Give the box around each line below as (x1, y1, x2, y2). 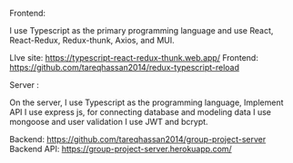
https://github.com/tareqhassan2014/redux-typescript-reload (9, 62, 239, 72)
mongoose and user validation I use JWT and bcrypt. (9, 117, 208, 127)
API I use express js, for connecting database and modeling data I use (9, 107, 271, 117)
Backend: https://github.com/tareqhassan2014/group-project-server (9, 134, 267, 144)
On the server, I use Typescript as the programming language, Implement (9, 97, 284, 108)
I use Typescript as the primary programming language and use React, (9, 25, 274, 35)
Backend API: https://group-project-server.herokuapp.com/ (9, 144, 232, 154)
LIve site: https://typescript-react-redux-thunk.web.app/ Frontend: (9, 53, 259, 62)
